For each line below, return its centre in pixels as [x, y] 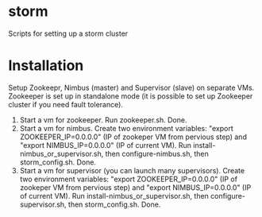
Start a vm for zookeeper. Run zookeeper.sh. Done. [103, 120]
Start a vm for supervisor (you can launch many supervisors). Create [132, 170]
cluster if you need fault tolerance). [65, 104]
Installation [46, 66]
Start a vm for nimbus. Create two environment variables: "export [127, 128]
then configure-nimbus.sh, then [157, 153]
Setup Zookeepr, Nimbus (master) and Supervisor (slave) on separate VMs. [131, 87]
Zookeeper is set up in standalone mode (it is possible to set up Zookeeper [131, 96]
